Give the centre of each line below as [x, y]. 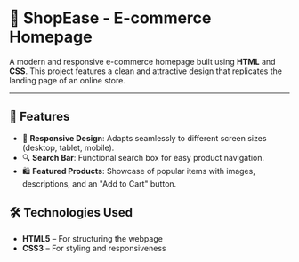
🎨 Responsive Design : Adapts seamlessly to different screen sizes [144, 138]
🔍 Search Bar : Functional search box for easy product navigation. [143, 157]
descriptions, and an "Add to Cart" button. [99, 183]
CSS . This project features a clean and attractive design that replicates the [146, 71]
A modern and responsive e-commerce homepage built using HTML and [142, 61]
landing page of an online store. [68, 80]
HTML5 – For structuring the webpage [92, 238]
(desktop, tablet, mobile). [68, 147]
